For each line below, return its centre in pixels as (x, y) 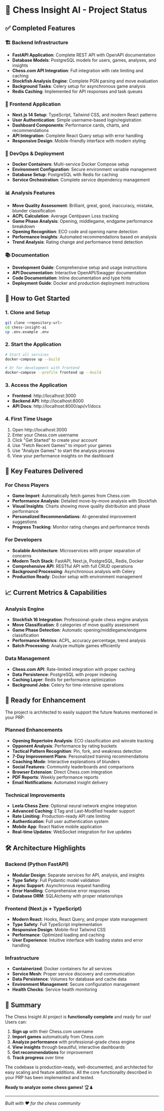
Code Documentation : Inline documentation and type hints (72, 278)
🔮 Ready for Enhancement (46, 701)
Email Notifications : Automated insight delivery (60, 782)
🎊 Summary (23, 1005)
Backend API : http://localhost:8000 (48, 401)
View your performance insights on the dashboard (63, 455)
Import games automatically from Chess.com (58, 1037)
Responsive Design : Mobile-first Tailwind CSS (59, 930)
